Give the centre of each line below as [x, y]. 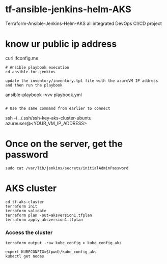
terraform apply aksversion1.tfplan [44, 220]
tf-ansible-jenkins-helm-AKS [68, 9]
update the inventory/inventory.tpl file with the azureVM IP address [82, 81]
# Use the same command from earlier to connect [58, 108]
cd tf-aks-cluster [25, 202]
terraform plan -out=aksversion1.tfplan [49, 215]
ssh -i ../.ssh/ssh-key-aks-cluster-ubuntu [48, 118]
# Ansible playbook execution [37, 67]
